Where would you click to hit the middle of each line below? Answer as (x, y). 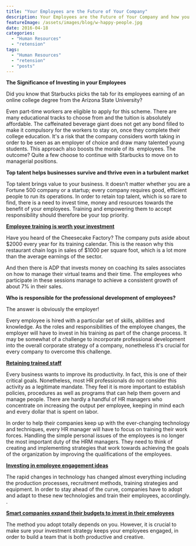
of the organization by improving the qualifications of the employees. (89, 454)
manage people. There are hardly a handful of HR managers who (84, 400)
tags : (13, 50)
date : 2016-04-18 (27, 28)
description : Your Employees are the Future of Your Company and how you (98, 17)
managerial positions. (32, 161)
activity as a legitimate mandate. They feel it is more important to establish (96, 387)
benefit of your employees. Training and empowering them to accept (89, 209)
